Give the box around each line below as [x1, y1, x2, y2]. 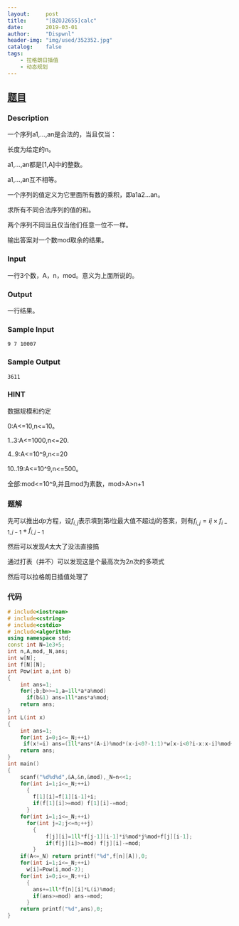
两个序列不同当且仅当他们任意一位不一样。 [7, 221, 132, 230]
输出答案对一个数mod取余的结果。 [7, 236, 108, 244]
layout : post [7, 10, 59, 18]
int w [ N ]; [7, 655, 37, 662]
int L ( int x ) [7, 714, 46, 721]
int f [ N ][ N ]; [7, 661, 46, 668]
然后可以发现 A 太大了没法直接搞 [7, 542, 100, 551]
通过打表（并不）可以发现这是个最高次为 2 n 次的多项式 [7, 557, 165, 566]
